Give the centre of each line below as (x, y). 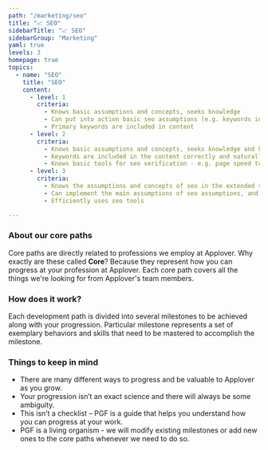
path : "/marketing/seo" (48, 16)
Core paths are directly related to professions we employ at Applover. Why (131, 252)
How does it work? (45, 299)
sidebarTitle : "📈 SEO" (47, 30)
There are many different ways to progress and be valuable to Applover (137, 380)
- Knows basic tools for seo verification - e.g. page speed (147, 164)
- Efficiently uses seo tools (94, 201)
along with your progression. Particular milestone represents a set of (121, 325)
